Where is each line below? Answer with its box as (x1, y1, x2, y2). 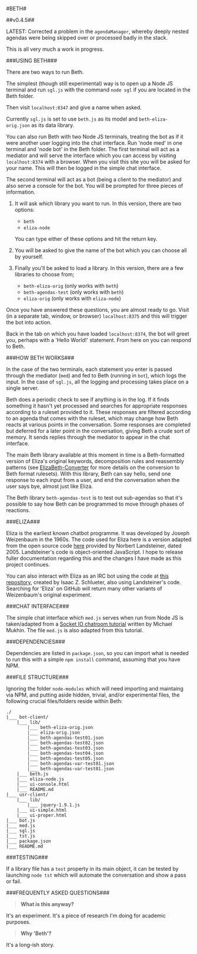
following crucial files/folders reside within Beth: (6, 698, 123, 705)
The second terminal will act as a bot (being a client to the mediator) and (6, 176, 182, 183)
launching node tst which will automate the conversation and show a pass (6, 871, 186, 878)
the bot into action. (6, 319, 52, 325)
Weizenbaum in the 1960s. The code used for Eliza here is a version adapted (6, 536, 192, 543)
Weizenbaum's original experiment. (6, 591, 92, 598)
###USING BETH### (6, 57, 58, 64)
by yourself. (14, 253, 44, 260)
